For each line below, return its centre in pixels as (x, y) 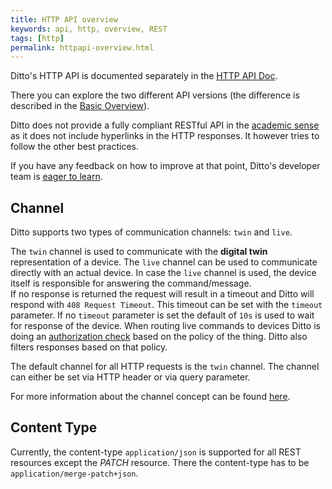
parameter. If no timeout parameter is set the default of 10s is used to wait (162, 315)
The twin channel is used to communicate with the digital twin (139, 252)
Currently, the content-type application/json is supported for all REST (156, 452)
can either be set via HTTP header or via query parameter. (130, 377)
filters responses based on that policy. (89, 347)
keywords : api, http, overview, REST (89, 29)
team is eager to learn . (56, 177)
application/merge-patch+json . (74, 473)
